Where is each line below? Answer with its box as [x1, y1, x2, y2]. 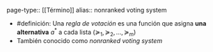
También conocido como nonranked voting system [16, 37, 163, 45]
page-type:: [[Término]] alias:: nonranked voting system [6, 6, 167, 14]
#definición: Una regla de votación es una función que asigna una [16, 19, 207, 27]
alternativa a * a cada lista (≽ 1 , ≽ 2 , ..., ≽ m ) [16, 27, 136, 37]
